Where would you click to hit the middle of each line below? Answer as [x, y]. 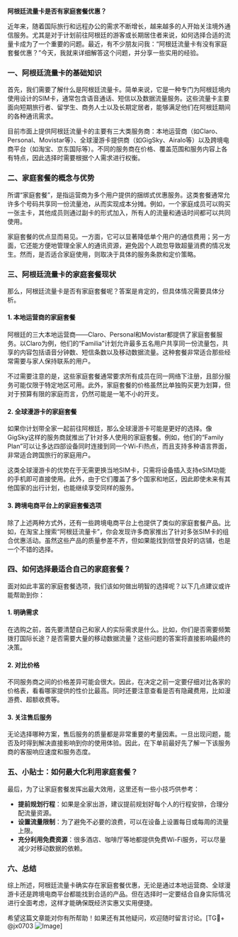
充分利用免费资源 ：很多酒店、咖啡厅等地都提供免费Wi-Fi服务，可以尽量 [122, 839]
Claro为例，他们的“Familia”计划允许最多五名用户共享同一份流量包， [124, 344]
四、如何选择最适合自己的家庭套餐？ [69, 569]
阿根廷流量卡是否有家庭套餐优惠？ [57, 11]
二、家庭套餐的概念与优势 [51, 178]
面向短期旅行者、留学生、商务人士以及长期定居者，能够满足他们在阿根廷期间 [119, 107]
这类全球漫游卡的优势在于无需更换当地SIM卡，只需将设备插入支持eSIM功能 [117, 470]
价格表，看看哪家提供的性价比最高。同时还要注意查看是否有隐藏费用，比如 [116, 691]
